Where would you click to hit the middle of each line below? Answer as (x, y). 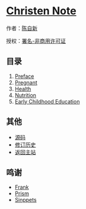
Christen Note (41, 11)
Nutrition (26, 95)
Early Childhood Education (47, 101)
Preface (24, 76)
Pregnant (26, 82)
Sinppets (26, 200)
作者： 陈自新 (22, 28)
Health (23, 89)
